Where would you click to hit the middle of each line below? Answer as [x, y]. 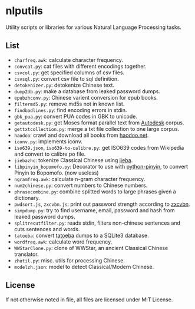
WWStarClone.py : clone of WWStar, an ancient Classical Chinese [91, 248]
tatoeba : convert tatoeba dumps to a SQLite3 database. [82, 235]
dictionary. [27, 198]
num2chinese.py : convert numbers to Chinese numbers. [81, 185]
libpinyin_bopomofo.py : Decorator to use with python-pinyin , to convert [101, 166]
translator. [26, 254]
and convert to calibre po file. [50, 154]
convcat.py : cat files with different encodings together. [80, 66]
